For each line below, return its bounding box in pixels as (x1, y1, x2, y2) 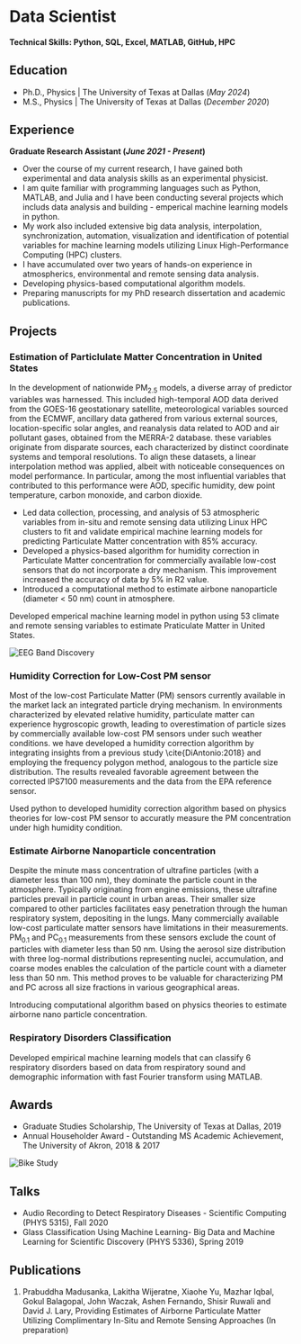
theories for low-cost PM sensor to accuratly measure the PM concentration (9, 813, 292, 824)
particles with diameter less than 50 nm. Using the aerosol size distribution (9, 943, 286, 955)
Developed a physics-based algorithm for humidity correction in (22, 545, 260, 555)
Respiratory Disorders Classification (9, 1032, 172, 1044)
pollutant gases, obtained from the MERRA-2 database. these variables (9, 432, 272, 443)
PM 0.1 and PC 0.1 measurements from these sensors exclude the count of (9, 932, 277, 945)
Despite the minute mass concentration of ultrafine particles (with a (9, 865, 259, 876)
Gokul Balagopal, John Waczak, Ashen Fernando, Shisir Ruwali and (22, 1296, 271, 1307)
